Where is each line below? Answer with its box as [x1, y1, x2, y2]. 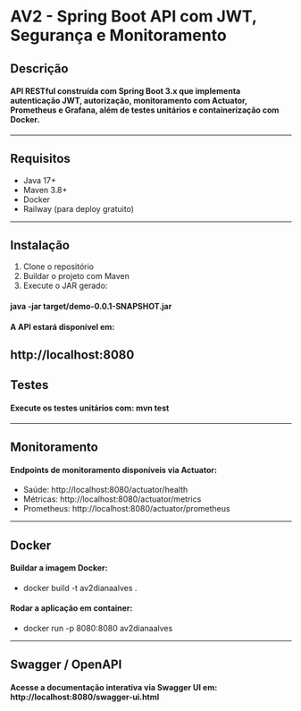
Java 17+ [22, 174, 56, 185]
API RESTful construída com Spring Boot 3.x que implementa [10, 86, 241, 97]
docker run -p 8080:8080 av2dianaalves [22, 622, 173, 633]
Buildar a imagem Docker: [10, 563, 108, 573]
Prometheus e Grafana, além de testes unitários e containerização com [10, 105, 280, 115]
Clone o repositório [22, 261, 95, 272]
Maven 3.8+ [22, 184, 68, 195]
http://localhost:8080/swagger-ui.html [10, 691, 160, 702]
